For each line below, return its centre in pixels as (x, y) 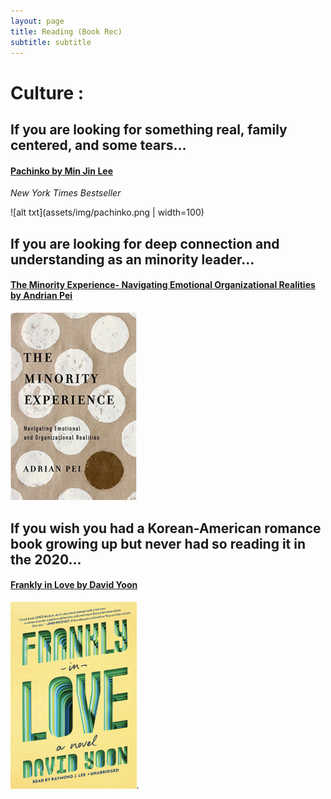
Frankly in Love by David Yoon (74, 585)
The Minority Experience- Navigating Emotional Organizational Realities (163, 285)
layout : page (37, 21)
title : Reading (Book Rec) (66, 31)
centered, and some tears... (98, 145)
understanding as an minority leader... (132, 259)
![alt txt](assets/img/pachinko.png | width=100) (107, 212)
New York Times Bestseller (66, 193)
